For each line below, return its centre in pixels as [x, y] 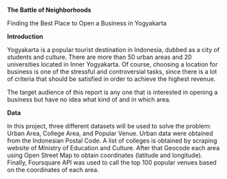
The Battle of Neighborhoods [49, 10]
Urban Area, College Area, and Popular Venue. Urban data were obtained [110, 133]
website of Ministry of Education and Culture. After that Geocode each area [113, 148]
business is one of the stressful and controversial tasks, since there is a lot [112, 72]
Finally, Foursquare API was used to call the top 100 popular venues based [112, 163]
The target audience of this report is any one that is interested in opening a [112, 92]
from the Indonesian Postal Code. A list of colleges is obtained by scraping [112, 141]
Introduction [25, 36]
